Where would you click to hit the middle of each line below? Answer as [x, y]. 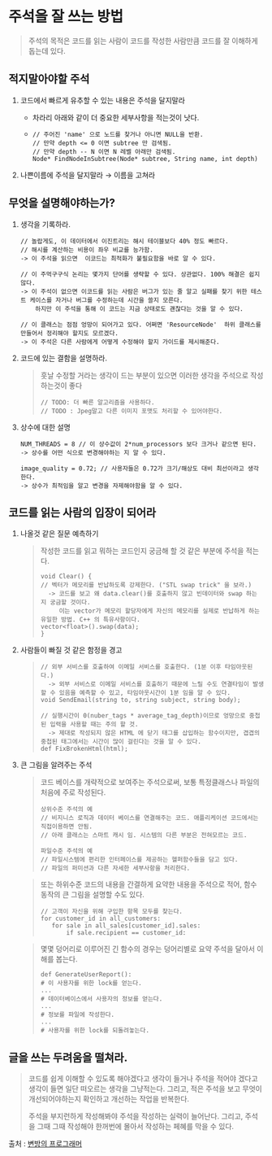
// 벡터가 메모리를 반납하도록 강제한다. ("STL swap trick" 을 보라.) [146, 585]
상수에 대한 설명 [45, 427]
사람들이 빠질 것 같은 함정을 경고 [71, 650]
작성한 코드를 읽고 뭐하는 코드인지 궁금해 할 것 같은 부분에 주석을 [142, 551]
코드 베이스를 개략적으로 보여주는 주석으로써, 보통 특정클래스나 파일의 [150, 783]
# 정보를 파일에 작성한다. [78, 1015]
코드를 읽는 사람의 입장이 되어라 [82, 512]
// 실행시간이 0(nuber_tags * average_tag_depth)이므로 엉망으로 [143, 716]
